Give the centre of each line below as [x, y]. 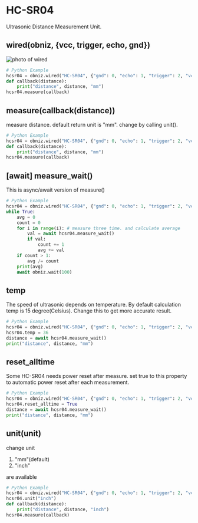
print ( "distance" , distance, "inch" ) [63, 510]
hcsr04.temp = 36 [27, 333]
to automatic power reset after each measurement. [68, 382]
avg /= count [43, 261]
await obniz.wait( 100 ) [44, 272]
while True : [21, 212]
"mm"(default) [32, 459]
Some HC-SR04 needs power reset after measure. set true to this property [97, 376]
